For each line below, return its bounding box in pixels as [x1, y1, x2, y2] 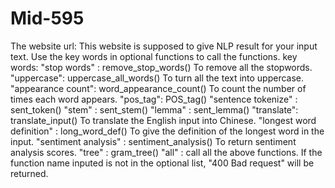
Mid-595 [10, 7, 85, 30]
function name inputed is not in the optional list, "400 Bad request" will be [10, 157, 315, 169]
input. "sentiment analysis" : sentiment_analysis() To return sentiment [10, 135, 297, 147]
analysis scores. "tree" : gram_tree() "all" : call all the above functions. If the [10, 146, 323, 158]
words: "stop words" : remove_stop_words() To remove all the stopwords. [10, 61, 313, 73]
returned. [10, 167, 49, 179]
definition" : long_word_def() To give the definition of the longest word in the [10, 125, 325, 137]
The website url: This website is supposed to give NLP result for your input [10, 40, 318, 52]
